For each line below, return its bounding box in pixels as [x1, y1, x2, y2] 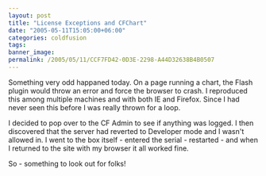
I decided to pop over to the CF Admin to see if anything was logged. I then [8, 118, 254, 128]
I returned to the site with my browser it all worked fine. [8, 143, 189, 153]
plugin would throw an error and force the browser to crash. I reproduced [8, 86, 248, 95]
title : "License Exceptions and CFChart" [8, 19, 148, 27]
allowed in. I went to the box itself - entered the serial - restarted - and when [8, 135, 258, 144]
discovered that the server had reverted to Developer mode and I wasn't [8, 126, 245, 136]
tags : [8, 41, 26, 49]
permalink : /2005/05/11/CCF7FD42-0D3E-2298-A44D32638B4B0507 [8, 56, 215, 64]
